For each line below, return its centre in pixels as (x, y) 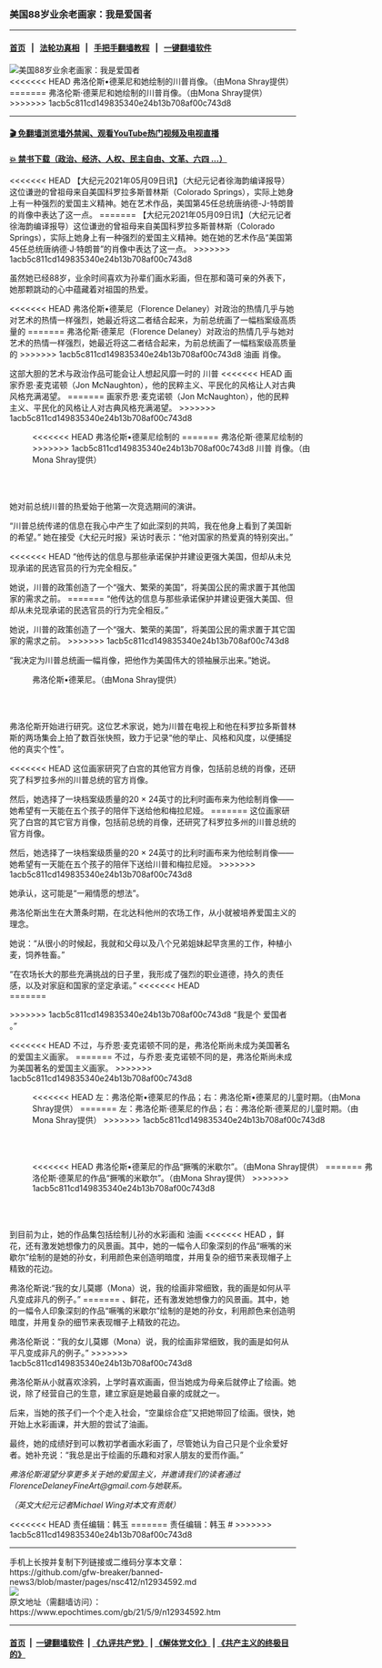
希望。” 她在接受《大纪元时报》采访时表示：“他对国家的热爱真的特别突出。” (155, 537)
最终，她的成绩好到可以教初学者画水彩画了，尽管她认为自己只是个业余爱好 (149, 1444)
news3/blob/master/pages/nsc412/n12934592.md (103, 1582)
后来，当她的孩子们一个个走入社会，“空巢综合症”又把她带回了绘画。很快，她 (152, 1413)
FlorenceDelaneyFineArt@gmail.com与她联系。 (98, 1486)
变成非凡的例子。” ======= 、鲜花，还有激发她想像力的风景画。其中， (149, 1300)
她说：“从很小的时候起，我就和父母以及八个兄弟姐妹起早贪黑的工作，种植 (147, 943)
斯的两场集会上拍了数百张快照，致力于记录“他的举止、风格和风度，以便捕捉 (151, 738)
